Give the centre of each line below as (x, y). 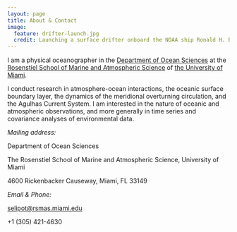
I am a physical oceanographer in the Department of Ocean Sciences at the (117, 60)
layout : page (26, 14)
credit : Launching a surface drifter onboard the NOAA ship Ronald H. (120, 40)
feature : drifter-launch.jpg (56, 33)
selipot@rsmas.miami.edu (45, 208)
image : (17, 27)
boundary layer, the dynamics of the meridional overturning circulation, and (117, 97)
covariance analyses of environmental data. (71, 119)
